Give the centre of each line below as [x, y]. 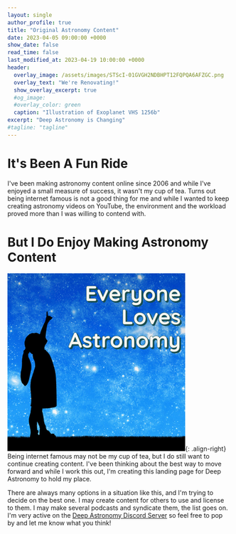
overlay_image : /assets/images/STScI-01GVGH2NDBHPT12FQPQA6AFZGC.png [119, 75]
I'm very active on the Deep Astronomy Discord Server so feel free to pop [115, 515]
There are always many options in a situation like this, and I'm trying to [111, 492]
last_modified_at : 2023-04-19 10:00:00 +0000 [76, 60]
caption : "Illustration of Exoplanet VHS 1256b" [87, 113]
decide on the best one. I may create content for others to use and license [116, 500]
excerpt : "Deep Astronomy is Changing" [66, 120]
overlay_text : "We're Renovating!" [66, 82]
